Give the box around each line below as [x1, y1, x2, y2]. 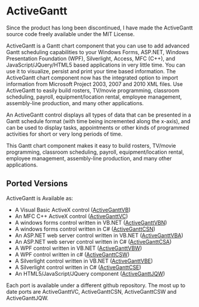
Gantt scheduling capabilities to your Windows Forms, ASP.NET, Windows [6, 48, 189, 55]
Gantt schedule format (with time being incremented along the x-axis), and [6, 117, 191, 124]
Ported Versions [6, 178, 68, 189]
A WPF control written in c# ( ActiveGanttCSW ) [14, 251, 130, 258]
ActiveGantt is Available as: [6, 194, 74, 202]
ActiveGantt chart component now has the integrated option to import [6, 74, 179, 81]
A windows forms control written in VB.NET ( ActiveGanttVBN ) [14, 219, 167, 226]
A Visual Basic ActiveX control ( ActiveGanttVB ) [14, 206, 131, 213]
